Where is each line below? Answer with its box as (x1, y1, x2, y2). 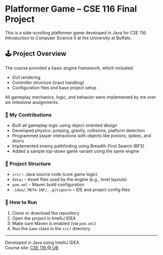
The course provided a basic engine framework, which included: (5, 65, 134, 71)
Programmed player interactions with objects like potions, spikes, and (12, 133, 151, 139)
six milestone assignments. (5, 99, 59, 105)
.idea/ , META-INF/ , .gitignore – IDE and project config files (12, 187, 130, 193)
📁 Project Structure (5, 160, 51, 167)
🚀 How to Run (5, 199, 37, 206)
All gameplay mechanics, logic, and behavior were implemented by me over (5, 94, 156, 100)
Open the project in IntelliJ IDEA (12, 215, 76, 221)
